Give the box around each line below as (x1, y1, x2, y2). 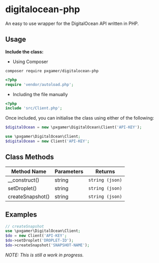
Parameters (54, 168, 84, 175)
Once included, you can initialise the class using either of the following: (5, 115, 154, 121)
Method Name (11, 168, 47, 175)
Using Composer (12, 59, 48, 65)
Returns (96, 168, 115, 175)
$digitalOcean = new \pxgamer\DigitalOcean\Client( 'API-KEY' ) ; (5, 125, 142, 130)
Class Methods (5, 153, 54, 161)
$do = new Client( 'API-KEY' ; (5, 233, 67, 239)
